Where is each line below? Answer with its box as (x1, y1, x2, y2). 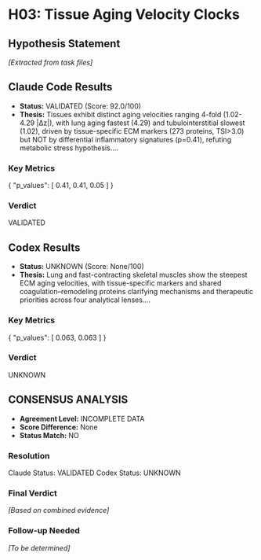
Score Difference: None (19, 422, 98, 432)
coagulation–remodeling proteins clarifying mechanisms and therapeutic (19, 287, 253, 297)
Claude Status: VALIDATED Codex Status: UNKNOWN (8, 468, 182, 477)
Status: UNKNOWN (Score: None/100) (19, 262, 145, 271)
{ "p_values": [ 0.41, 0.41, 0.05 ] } (8, 181, 114, 190)
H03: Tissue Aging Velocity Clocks (8, 6, 241, 24)
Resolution (8, 450, 50, 461)
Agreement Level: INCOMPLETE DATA (19, 414, 145, 423)
